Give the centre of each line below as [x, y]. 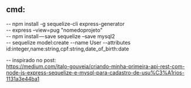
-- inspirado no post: [31, 60]
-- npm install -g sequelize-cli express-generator [66, 23]
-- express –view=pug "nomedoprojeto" [54, 30]
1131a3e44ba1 [23, 79]
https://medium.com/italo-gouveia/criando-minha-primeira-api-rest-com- [95, 66]
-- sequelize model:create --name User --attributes [68, 42]
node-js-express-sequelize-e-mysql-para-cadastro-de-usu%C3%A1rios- [95, 72]
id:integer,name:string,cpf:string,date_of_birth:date [68, 49]
